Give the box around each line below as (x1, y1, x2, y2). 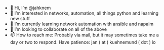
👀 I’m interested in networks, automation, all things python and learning (10, 10, 158, 16)
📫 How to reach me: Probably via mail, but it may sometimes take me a (10, 32, 159, 38)
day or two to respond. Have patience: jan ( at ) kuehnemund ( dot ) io (10, 39, 156, 45)
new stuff (10, 16, 30, 21)
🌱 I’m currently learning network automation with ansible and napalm (10, 21, 154, 27)
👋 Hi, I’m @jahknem (10, 5, 51, 11)
